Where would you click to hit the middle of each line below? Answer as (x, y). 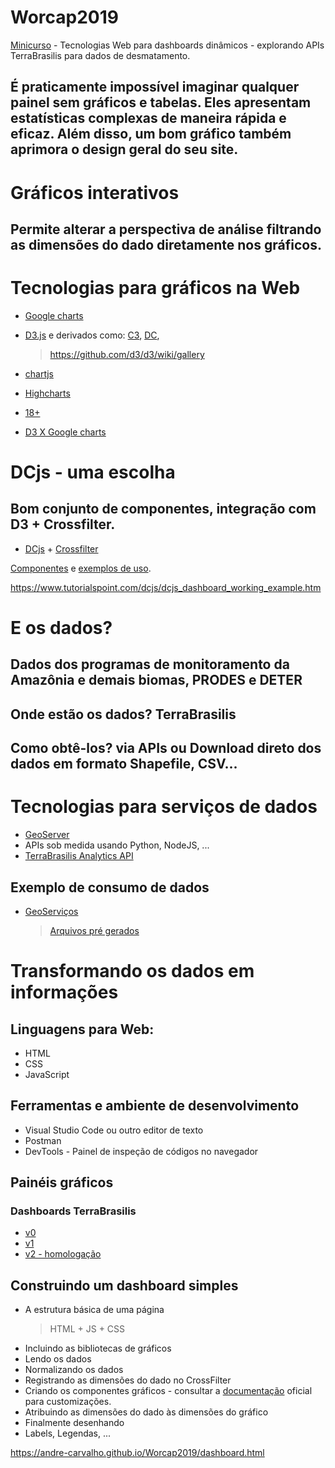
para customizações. (68, 1402)
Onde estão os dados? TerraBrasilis (123, 714)
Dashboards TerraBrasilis (73, 1211)
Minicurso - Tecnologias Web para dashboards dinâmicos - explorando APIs (167, 45)
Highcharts (47, 393)
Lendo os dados (58, 1359)
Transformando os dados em (132, 971)
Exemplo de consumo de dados (110, 887)
